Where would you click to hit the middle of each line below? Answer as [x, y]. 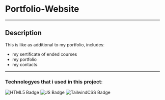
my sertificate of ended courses [44, 54]
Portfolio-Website [42, 9]
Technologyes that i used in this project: [54, 81]
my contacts [25, 64]
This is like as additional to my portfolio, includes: [55, 44]
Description [23, 33]
